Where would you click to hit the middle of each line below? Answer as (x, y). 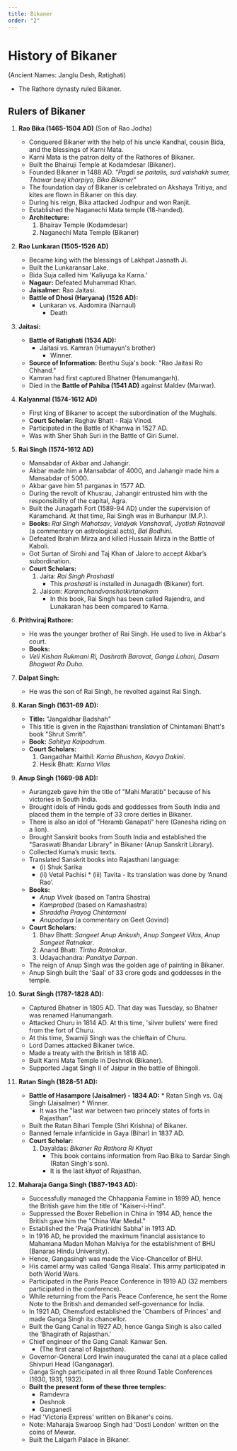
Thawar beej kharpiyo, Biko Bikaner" (82, 180)
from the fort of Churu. (62, 1030)
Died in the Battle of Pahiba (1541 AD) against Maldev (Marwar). (122, 386)
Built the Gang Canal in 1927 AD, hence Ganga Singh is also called (125, 1327)
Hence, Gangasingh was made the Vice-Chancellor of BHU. (116, 1259)
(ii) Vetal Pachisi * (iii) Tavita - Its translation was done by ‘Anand (133, 875)
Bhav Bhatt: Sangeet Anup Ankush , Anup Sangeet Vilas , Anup (130, 935)
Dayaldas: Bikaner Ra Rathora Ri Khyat (96, 1148)
